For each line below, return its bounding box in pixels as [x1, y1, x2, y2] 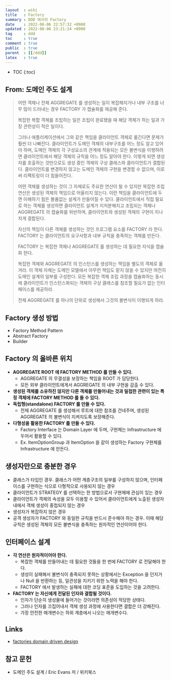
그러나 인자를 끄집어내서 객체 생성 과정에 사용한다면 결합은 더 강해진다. [20, 603, 161, 609]
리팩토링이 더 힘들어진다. [23, 172, 73, 179]
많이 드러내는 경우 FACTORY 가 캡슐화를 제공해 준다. [23, 106, 128, 112]
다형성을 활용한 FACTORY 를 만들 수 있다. [12, 420, 95, 426]
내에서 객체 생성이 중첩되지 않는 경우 [12, 502, 85, 508]
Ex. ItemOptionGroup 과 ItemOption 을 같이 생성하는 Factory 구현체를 [20, 439, 162, 445]
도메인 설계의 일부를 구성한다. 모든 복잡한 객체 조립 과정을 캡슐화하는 [17, 274, 154, 280]
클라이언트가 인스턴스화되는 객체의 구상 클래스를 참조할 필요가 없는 [23, 280, 156, 286]
